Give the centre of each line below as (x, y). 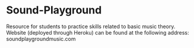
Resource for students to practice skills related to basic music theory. (91, 26)
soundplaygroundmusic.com (41, 39)
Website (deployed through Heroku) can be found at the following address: (98, 32)
